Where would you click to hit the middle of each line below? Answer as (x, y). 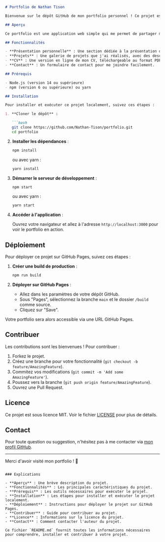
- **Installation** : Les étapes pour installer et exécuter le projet (80, 496)
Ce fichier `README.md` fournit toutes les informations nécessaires (78, 530)
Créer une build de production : (45, 266)
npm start (22, 187)
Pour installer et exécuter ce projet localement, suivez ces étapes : (80, 105)
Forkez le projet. (29, 356)
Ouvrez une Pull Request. (38, 387)
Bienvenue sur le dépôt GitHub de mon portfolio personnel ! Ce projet (80, 16)
